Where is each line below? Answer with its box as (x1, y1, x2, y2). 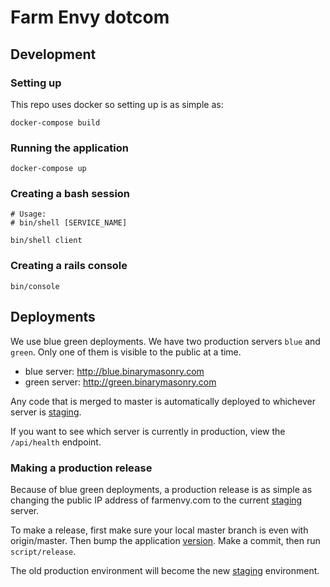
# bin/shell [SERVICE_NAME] (10, 218, 128, 228)
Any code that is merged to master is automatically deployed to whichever (10, 395, 316, 407)
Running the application (10, 141, 129, 155)
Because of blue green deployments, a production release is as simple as (10, 483, 313, 495)
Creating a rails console (10, 259, 128, 273)
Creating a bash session (10, 187, 131, 201)
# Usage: (10, 209, 47, 220)
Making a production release (10, 461, 153, 475)
